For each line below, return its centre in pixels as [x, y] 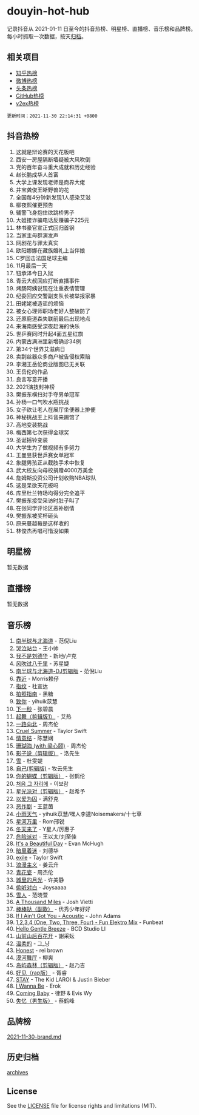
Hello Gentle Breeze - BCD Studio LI [60, 929]
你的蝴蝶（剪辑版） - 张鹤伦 [50, 776]
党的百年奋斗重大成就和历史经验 [56, 167]
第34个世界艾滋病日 [40, 349]
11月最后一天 [31, 266]
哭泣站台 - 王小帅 [37, 648]
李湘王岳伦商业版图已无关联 [50, 364]
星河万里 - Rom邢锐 [40, 822]
